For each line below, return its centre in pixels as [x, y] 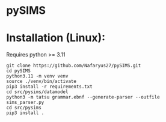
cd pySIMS [19, 71]
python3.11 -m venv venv [37, 76]
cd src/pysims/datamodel [37, 92]
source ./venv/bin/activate [41, 82]
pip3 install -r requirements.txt [50, 87]
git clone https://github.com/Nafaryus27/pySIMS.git [74, 66]
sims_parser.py [25, 103]
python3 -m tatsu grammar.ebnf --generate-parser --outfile [83, 97]
